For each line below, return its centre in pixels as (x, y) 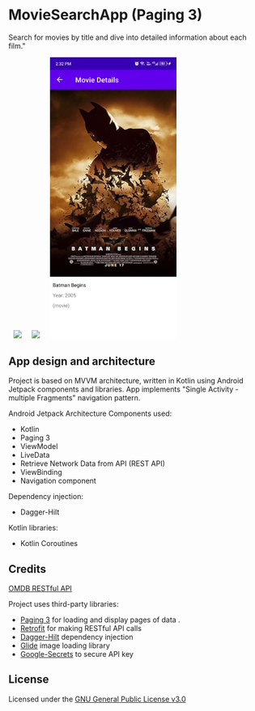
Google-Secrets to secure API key (76, 654)
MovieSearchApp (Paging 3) (106, 15)
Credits (28, 569)
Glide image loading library (65, 645)
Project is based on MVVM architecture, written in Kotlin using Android (126, 381)
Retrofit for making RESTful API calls (81, 628)
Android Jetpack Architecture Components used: (90, 413)
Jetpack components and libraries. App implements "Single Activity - (123, 389)
